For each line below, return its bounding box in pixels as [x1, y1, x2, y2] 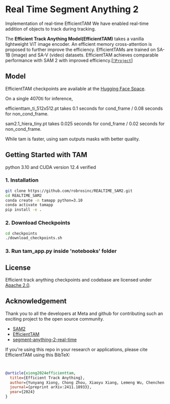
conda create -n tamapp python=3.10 [5, 197, 83, 203]
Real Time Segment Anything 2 [5, 4, 139, 15]
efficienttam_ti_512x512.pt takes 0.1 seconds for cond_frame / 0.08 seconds [5, 105, 163, 111]
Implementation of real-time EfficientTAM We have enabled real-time [5, 20, 149, 26]
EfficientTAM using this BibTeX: [5, 352, 71, 358]
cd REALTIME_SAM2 [5, 193, 42, 198]
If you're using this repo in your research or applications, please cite [5, 346, 148, 352]
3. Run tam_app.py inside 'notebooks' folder [5, 248, 117, 255]
